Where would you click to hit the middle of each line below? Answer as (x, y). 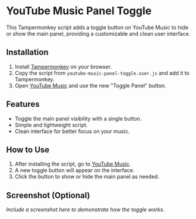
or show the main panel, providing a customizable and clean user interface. (98, 33)
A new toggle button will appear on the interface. (75, 170)
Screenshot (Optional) (48, 195)
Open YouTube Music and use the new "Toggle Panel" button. (90, 85)
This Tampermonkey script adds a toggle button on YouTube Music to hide (97, 27)
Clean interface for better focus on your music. (72, 131)
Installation (27, 53)
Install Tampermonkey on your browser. (63, 66)
